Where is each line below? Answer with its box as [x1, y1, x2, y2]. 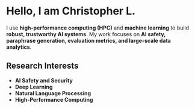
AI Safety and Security [14, 76, 73, 84]
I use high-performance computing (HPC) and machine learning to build [6, 24, 190, 31]
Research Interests [6, 61, 79, 71]
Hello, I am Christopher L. [6, 4, 136, 18]
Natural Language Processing [14, 89, 91, 97]
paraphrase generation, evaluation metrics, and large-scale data [6, 37, 172, 44]
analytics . [6, 43, 32, 51]
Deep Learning [14, 83, 53, 90]
